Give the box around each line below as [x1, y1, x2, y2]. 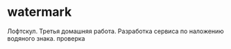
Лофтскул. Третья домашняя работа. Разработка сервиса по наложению [7, 27, 224, 35]
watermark [7, 4, 72, 20]
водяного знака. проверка [7, 34, 85, 42]
